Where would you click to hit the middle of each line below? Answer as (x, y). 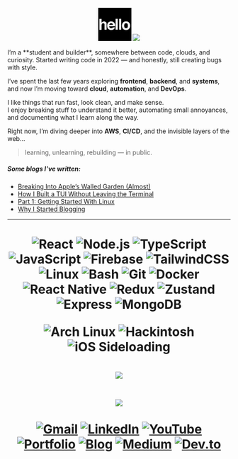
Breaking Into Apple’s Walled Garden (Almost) (84, 186)
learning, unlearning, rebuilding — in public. (88, 152)
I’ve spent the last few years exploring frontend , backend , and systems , (114, 81)
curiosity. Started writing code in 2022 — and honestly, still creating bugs (114, 60)
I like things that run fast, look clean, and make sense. (86, 102)
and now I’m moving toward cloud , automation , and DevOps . (97, 89)
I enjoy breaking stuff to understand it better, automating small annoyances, (118, 110)
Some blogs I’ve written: (44, 169)
